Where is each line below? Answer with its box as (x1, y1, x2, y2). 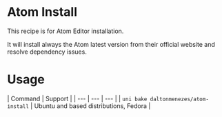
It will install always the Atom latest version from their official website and (7, 40, 216, 48)
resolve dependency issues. (7, 47, 88, 56)
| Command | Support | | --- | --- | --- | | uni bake (7, 94, 148, 103)
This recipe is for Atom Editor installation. (7, 27, 124, 35)
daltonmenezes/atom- (150, 96, 209, 103)
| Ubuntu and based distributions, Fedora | (30, 101, 151, 110)
